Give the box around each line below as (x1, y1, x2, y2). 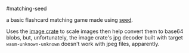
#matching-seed (6, 5, 47, 12)
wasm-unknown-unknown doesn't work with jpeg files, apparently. (6, 41, 160, 47)
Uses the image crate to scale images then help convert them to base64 (6, 28, 184, 35)
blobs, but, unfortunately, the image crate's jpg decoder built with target (6, 34, 183, 41)
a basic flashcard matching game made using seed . (6, 16, 133, 23)
